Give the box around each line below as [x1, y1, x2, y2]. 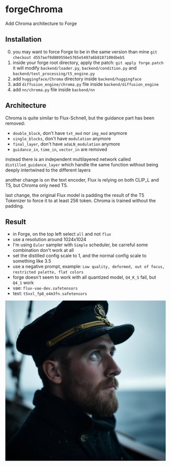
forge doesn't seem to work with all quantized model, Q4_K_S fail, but [12, 274, 156, 280]
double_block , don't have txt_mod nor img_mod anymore [12, 130, 127, 136]
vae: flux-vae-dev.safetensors [12, 285, 78, 291]
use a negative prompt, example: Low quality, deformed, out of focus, [12, 264, 165, 270]
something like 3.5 [12, 258, 51, 264]
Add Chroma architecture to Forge [5, 20, 77, 26]
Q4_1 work [12, 280, 34, 286]
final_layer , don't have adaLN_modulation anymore [12, 141, 121, 147]
